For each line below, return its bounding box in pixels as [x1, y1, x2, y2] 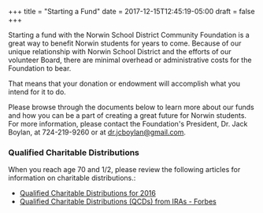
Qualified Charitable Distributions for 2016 [19, 189, 156, 198]
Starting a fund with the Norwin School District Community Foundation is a [8, 31, 250, 39]
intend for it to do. [8, 87, 67, 97]
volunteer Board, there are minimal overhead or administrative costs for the [8, 55, 252, 64]
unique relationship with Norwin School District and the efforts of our [8, 47, 232, 56]
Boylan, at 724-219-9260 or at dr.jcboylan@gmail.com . [8, 127, 187, 137]
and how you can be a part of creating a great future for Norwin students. [8, 111, 246, 120]
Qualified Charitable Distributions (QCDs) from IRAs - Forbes [19, 196, 217, 207]
